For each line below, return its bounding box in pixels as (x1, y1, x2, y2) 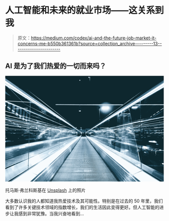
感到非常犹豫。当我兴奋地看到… (18, 210, 84, 217)
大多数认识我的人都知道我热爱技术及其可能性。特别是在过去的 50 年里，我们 (5, 198, 163, 204)
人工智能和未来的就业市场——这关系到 (5, 5, 164, 16)
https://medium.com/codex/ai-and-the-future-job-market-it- (31, 35, 157, 41)
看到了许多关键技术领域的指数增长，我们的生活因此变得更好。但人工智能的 (5, 204, 159, 210)
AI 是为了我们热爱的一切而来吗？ (5, 62, 107, 71)
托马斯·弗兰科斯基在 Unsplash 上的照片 (5, 187, 86, 193)
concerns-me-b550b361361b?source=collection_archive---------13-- (17, 40, 162, 46)
